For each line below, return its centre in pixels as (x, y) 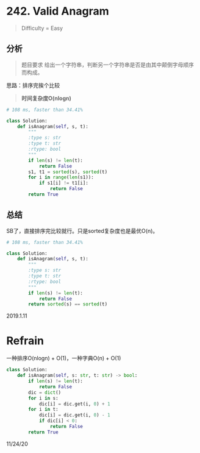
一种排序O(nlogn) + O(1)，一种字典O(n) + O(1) (64, 358)
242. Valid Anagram (58, 11)
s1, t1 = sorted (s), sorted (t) (68, 172)
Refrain (25, 341)
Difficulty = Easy (42, 28)
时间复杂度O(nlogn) (46, 98)
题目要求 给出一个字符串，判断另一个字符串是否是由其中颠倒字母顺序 (107, 65)
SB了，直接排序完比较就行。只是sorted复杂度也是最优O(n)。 (82, 230)
